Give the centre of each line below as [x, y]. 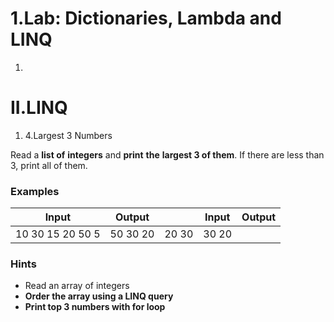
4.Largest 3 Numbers [68, 135]
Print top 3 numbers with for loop [95, 307]
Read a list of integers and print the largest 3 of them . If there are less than [167, 154]
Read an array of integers [77, 286]
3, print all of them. [49, 165]
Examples [35, 191]
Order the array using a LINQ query [99, 296]
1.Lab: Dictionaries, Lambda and [146, 18]
